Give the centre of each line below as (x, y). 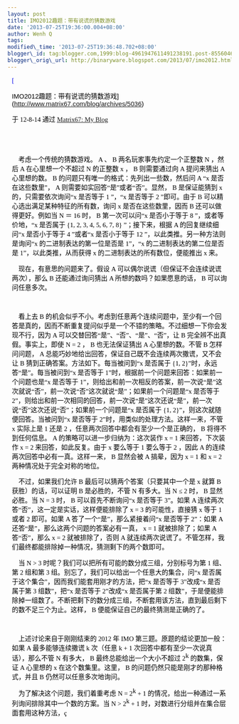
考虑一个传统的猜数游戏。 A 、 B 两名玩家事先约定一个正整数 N (114, 160)
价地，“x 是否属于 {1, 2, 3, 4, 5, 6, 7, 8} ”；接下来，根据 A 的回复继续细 (115, 225)
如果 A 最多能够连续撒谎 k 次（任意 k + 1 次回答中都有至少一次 (106, 648)
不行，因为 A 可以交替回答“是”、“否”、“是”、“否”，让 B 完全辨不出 (119, 335)
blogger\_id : (27, 54)
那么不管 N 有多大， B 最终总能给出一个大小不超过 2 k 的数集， (122, 657)
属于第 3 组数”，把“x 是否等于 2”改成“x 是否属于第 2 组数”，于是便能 (115, 591)
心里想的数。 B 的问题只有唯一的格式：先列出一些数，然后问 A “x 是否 (118, 178)
